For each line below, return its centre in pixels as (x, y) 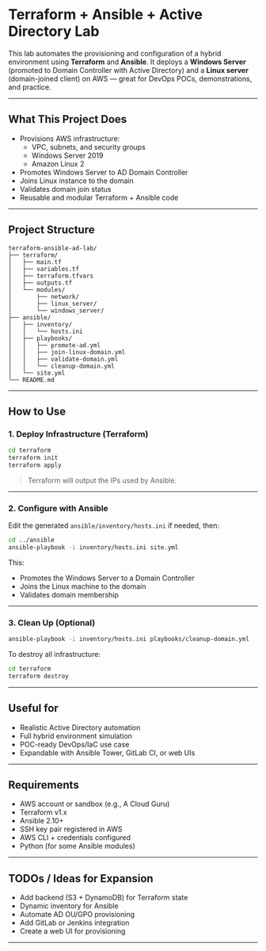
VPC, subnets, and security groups (89, 147)
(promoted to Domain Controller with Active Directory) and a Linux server (129, 70)
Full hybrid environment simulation (76, 735)
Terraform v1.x (43, 812)
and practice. (30, 87)
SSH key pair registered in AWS (71, 829)
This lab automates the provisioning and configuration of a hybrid (115, 53)
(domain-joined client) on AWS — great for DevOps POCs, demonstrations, (130, 78)
